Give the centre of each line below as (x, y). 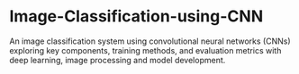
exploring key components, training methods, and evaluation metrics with (145, 50)
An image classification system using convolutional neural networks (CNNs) (150, 41)
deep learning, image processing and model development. (118, 60)
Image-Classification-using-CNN (136, 16)
